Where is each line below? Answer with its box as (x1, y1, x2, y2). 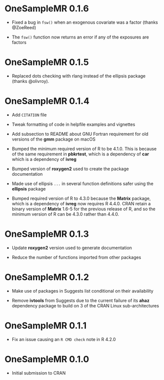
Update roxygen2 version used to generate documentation (11, 245, 132, 251)
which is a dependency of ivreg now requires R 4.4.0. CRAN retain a (11, 200, 151, 206)
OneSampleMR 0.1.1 (4, 320, 87, 331)
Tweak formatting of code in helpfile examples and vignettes (11, 121, 135, 127)
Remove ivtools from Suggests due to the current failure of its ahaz (11, 297, 150, 304)
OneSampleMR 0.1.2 (4, 271, 89, 283)
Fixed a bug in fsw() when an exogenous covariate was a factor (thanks (11, 19, 159, 25)
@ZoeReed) (11, 24, 37, 30)
